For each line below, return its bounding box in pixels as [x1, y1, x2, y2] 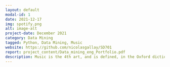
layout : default [5, 7, 39, 13]
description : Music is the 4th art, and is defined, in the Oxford [5, 54, 151, 59]
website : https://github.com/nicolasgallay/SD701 [5, 45, 112, 50]
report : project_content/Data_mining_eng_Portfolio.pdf [5, 49, 125, 54]
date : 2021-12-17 [5, 17, 42, 22]
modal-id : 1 [5, 12, 30, 17]
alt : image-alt [5, 26, 37, 31]
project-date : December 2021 [5, 31, 67, 36]
